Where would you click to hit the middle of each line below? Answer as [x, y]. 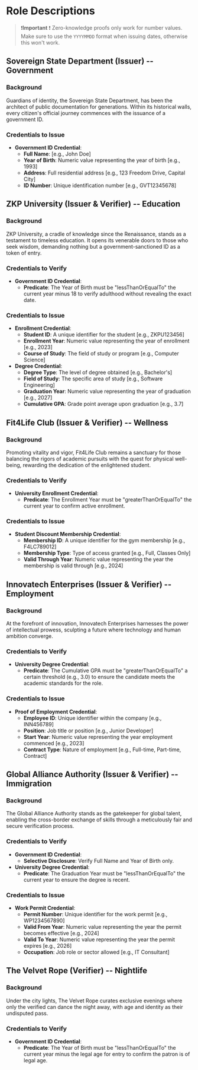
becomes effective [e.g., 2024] [61, 934]
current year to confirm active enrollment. [74, 506]
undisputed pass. [27, 1013]
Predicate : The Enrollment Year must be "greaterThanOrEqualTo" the [108, 500]
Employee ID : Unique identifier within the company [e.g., [92, 718]
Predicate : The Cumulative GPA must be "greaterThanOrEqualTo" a [106, 671]
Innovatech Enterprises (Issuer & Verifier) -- [89, 584]
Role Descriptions [51, 11]
